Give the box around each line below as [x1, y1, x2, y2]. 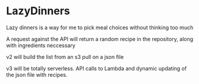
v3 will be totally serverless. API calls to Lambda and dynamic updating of [6, 64, 187, 72]
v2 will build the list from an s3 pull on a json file [6, 53, 124, 60]
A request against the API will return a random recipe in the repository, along [6, 35, 194, 42]
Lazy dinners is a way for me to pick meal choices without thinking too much [6, 24, 194, 31]
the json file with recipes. [6, 71, 68, 78]
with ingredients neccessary [6, 42, 75, 49]
